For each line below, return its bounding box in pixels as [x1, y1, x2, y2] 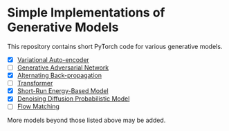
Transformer [17, 79, 53, 88]
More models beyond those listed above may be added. [7, 116, 166, 125]
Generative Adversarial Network [17, 63, 109, 72]
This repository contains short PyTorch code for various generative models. [7, 42, 223, 50]
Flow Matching [17, 102, 60, 111]
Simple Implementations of [7, 5, 165, 21]
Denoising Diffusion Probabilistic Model [17, 94, 130, 103]
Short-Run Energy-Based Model [17, 87, 109, 95]
